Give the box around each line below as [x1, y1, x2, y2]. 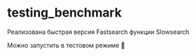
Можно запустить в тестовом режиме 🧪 [7, 41, 126, 49]
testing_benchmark [7, 5, 122, 21]
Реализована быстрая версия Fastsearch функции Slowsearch [7, 28, 190, 36]
